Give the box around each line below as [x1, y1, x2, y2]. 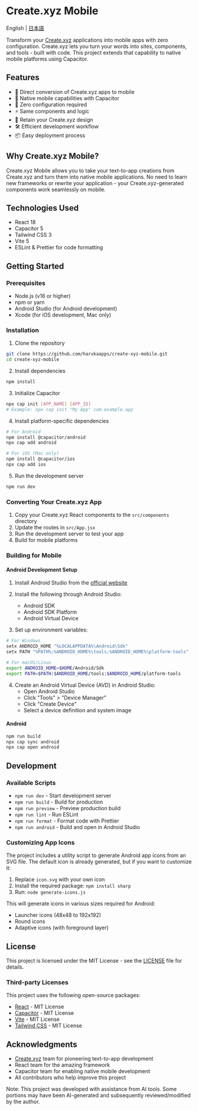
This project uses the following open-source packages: [6, 992, 141, 999]
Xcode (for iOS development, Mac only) [14, 312, 111, 319]
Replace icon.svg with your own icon [14, 876, 105, 883]
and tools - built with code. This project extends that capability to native [6, 49, 181, 56]
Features [6, 72, 40, 82]
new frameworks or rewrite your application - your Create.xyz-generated [6, 179, 184, 186]
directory [14, 518, 37, 525]
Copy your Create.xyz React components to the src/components [14, 512, 170, 519]
